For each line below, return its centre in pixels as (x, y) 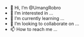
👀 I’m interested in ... (32, 13)
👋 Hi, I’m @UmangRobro (35, 8)
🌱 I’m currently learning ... (37, 18)
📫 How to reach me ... (34, 29)
